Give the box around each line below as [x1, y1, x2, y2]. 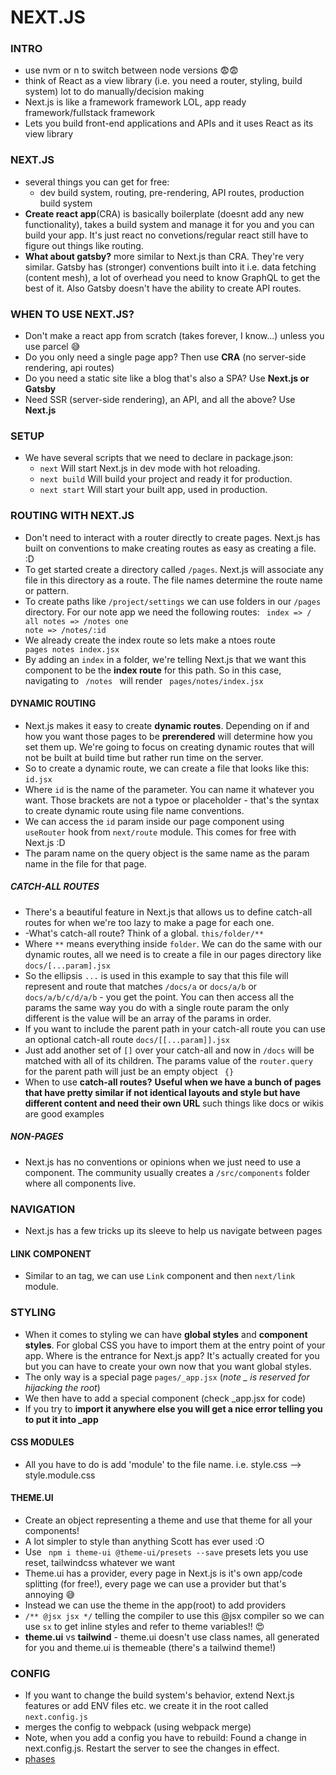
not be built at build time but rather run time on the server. [24, 751, 264, 763]
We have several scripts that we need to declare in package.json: [24, 452, 294, 464]
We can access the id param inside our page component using [24, 815, 285, 827]
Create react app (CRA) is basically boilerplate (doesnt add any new [24, 207, 305, 220]
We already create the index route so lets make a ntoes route [24, 634, 276, 646]
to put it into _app [24, 1413, 99, 1425]
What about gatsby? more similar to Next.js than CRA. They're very [24, 250, 305, 262]
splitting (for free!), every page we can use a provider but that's [24, 1578, 287, 1590]
